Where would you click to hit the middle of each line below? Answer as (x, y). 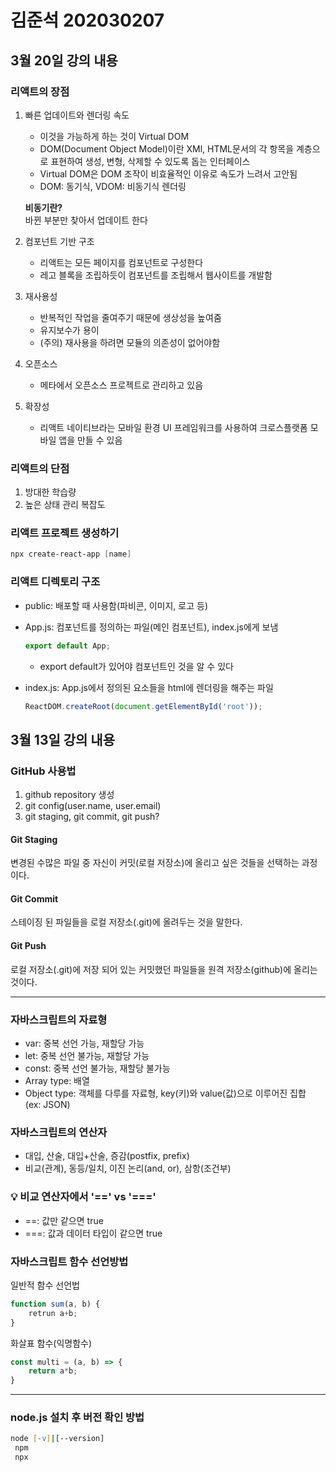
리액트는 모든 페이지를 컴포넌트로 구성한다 (121, 262)
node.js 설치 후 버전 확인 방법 (77, 1418)
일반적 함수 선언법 (45, 1285)
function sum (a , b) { (55, 1304)
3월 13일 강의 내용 (63, 739)
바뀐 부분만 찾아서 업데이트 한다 (86, 220)
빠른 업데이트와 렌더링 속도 (77, 115)
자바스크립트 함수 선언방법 (69, 1261)
